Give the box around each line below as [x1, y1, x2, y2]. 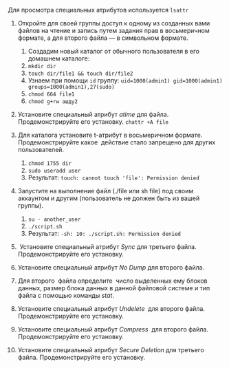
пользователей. [17, 146, 65, 153]
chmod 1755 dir [28, 160, 72, 167]
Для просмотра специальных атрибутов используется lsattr [8, 6, 189, 14]
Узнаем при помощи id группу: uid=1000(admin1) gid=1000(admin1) [28, 76, 223, 85]
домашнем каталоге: [28, 54, 90, 63]
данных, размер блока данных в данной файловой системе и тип [17, 284, 210, 292]
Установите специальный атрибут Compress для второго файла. [17, 325, 209, 333]
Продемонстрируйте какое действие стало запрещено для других [17, 138, 216, 147]
